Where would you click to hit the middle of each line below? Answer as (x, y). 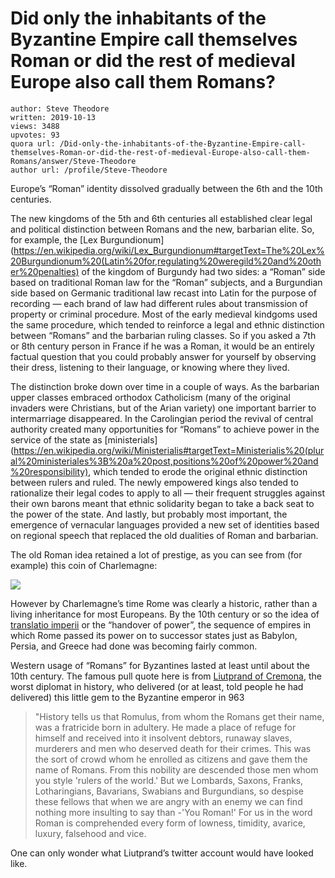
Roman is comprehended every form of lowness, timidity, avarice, (170, 823)
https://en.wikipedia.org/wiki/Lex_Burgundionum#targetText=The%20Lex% (169, 250)
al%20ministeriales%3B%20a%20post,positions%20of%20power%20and (164, 461)
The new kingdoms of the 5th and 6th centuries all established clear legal (161, 218)
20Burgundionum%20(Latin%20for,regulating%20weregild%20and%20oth (166, 261)
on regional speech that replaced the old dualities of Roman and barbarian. (164, 535)
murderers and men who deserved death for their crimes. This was (173, 748)
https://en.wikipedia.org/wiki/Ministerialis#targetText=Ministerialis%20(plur (169, 450)
